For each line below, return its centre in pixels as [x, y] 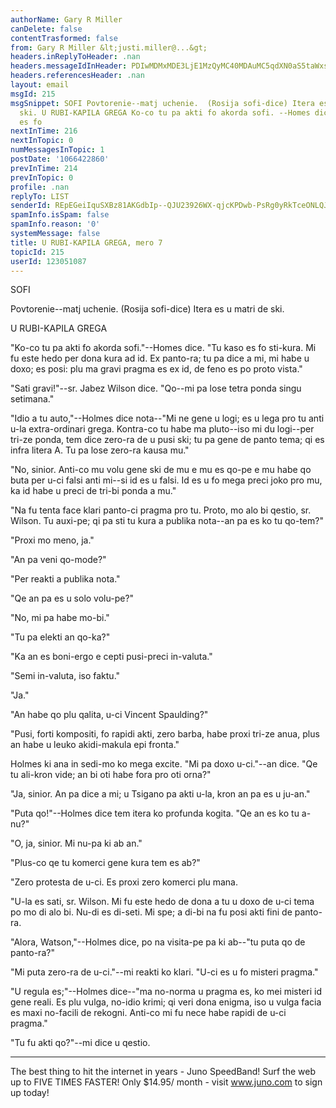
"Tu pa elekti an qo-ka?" [60, 637]
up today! [30, 1093]
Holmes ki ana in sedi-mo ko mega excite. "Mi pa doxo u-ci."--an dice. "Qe [164, 764]
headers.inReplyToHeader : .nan [75, 57]
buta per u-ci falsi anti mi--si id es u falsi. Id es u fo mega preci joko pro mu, [166, 480]
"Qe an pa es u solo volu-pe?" [72, 598]
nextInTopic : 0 [42, 141]
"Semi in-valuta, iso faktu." [65, 676]
